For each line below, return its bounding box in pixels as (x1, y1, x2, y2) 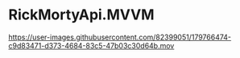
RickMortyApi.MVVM (8, 6, 155, 24)
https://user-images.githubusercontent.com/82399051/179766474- (8, 32, 232, 42)
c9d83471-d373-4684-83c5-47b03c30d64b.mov (8, 40, 175, 50)
